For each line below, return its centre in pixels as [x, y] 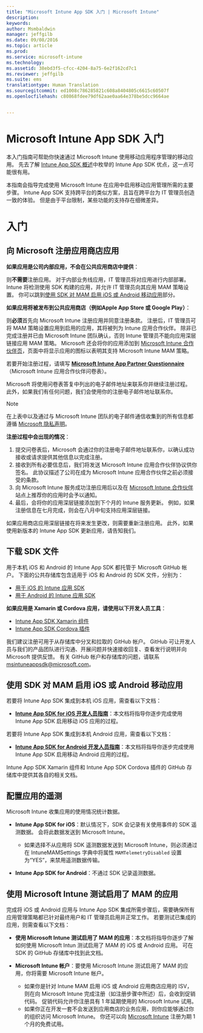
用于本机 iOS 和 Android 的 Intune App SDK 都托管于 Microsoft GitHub [93, 567]
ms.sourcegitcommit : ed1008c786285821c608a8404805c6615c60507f [88, 91]
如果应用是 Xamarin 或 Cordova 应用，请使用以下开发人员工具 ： [86, 608]
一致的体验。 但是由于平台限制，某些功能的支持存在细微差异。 [84, 200]
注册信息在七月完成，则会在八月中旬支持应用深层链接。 [84, 510]
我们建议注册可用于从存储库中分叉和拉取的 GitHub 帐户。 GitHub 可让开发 [98, 641]
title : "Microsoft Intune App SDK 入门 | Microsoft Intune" [83, 12]
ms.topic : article [29, 46]
